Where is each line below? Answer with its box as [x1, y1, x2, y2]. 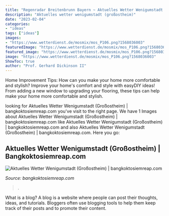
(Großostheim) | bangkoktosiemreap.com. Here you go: [5, 130, 120, 136]
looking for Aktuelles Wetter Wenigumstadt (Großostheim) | [5, 103, 128, 109]
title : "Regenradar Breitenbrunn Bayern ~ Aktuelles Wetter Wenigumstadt [5, 7, 163, 13]
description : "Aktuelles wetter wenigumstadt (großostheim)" [5, 12, 136, 17]
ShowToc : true [5, 59, 35, 64]
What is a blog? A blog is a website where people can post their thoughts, [5, 194, 158, 200]
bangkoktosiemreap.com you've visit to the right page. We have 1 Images [5, 109, 157, 115]
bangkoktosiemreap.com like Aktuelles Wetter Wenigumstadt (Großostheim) [5, 119, 163, 125]
